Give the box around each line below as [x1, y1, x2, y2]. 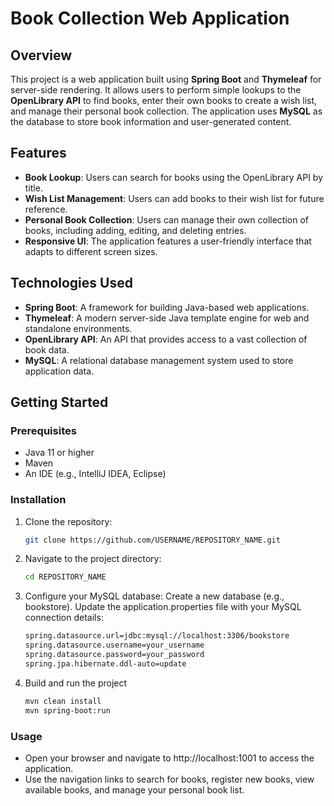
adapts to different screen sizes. [24, 245, 158, 257]
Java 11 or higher [24, 447, 95, 459]
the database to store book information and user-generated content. [10, 116, 292, 127]
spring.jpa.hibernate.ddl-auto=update [24, 658, 187, 669]
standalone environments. [24, 322, 133, 334]
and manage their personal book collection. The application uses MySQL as [10, 105, 323, 117]
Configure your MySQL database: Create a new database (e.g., [24, 590, 285, 602]
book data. [24, 343, 70, 356]
